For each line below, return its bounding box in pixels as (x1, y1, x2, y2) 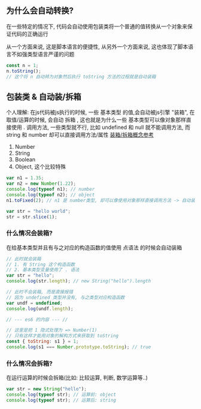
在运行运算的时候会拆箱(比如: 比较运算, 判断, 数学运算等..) (6, 374, 148, 381)
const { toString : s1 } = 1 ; (6, 338, 79, 345)
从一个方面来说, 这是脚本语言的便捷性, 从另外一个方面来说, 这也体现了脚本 (6, 43, 188, 50)
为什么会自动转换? (6, 5, 74, 16)
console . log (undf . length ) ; (6, 305, 74, 312)
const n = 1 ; (6, 62, 39, 68)
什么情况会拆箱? (6, 359, 53, 368)
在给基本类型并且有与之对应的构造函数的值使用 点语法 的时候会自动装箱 (6, 243, 182, 251)
